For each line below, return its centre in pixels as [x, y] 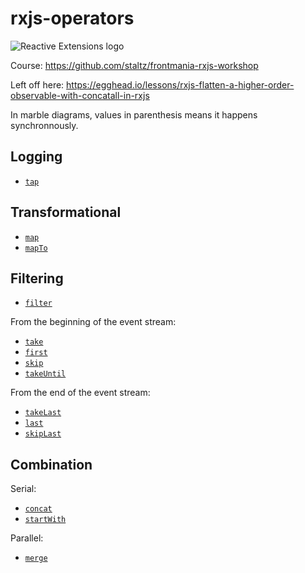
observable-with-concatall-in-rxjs [80, 95]
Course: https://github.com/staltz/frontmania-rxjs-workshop [134, 65]
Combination [51, 464]
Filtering [37, 278]
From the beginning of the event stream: [93, 322]
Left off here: [37, 84]
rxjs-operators [72, 18]
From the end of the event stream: [80, 393]
